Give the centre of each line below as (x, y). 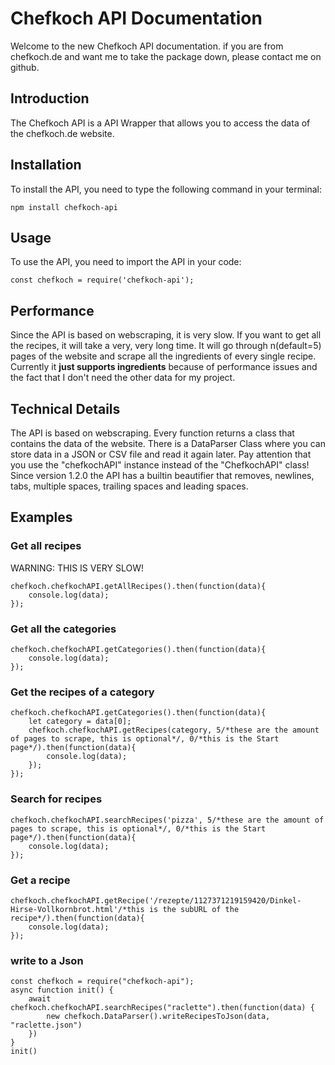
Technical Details (65, 408)
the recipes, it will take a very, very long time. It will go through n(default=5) (166, 346)
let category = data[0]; (80, 722)
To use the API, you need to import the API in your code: (126, 262)
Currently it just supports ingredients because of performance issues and (164, 367)
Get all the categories (63, 629)
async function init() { (62, 990)
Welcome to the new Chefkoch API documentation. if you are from (147, 46)
